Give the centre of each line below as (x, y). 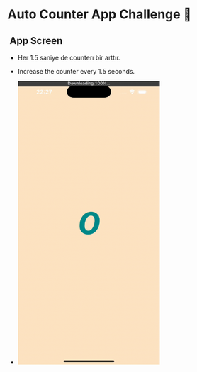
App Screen (36, 41)
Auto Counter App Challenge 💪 (100, 15)
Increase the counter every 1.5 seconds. (76, 71)
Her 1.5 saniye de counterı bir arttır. (69, 57)
